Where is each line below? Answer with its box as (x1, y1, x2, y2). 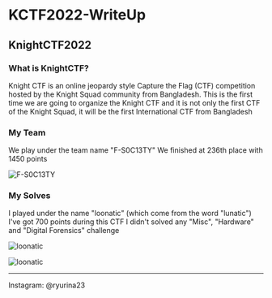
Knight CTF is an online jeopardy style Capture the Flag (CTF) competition (8, 80, 256, 90)
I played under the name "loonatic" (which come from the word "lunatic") (8, 209, 253, 218)
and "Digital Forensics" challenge (8, 226, 120, 235)
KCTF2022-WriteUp (8, 6, 147, 24)
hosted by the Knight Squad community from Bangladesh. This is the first (8, 89, 253, 99)
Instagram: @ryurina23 (8, 280, 86, 290)
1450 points (8, 154, 48, 164)
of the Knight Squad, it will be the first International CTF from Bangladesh (8, 106, 253, 116)
